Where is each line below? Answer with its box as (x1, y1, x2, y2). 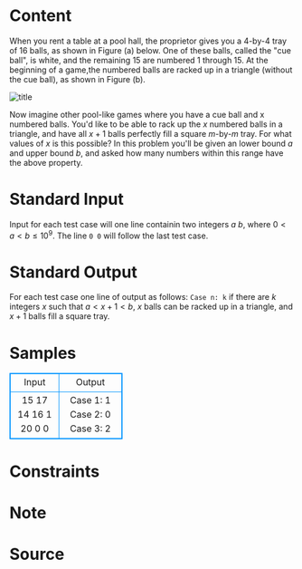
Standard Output (9, 262, 137, 282)
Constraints (9, 461, 100, 481)
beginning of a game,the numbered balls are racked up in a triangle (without (9, 64, 293, 75)
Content (9, 5, 72, 26)
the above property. (9, 157, 83, 168)
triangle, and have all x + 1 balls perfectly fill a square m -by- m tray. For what (9, 128, 292, 139)
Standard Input (9, 189, 124, 209)
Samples (9, 342, 77, 363)
